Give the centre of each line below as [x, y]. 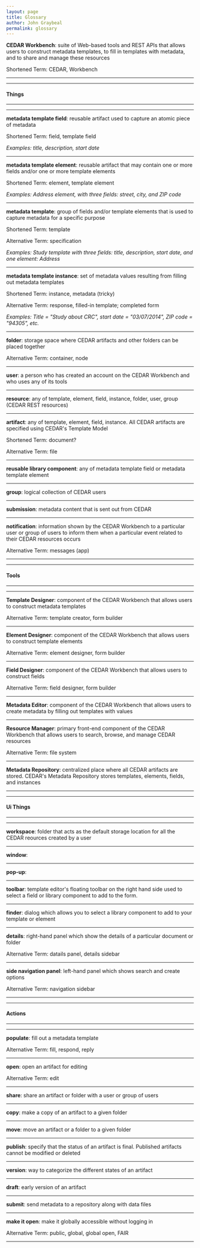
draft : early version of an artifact [46, 1187]
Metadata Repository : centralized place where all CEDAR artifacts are [92, 769]
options [15, 977]
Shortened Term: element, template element [60, 183]
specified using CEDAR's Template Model [57, 429]
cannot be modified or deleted [43, 1153]
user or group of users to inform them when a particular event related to [94, 533]
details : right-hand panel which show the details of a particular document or [100, 936]
